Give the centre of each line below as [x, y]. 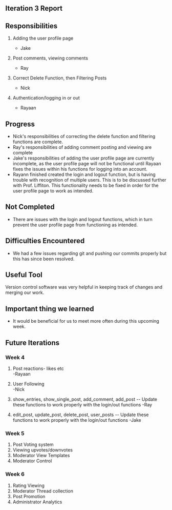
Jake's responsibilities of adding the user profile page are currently [83, 158]
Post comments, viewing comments [50, 58]
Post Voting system [33, 445]
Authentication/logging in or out [46, 98]
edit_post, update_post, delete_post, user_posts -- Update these [81, 415]
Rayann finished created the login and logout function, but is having [84, 174]
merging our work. [25, 292]
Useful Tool [24, 275]
